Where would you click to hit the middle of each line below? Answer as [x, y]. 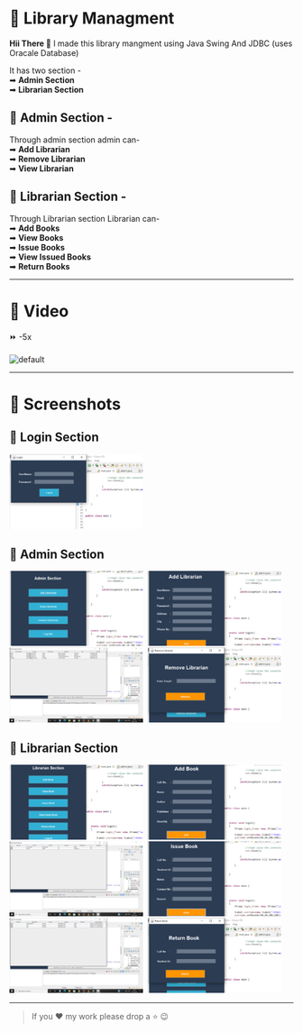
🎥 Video [39, 311]
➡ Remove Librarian [47, 159]
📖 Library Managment [92, 18]
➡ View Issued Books [50, 257]
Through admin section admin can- [75, 140]
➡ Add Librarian [40, 149]
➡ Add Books [35, 228]
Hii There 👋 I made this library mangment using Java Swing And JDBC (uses [151, 43]
